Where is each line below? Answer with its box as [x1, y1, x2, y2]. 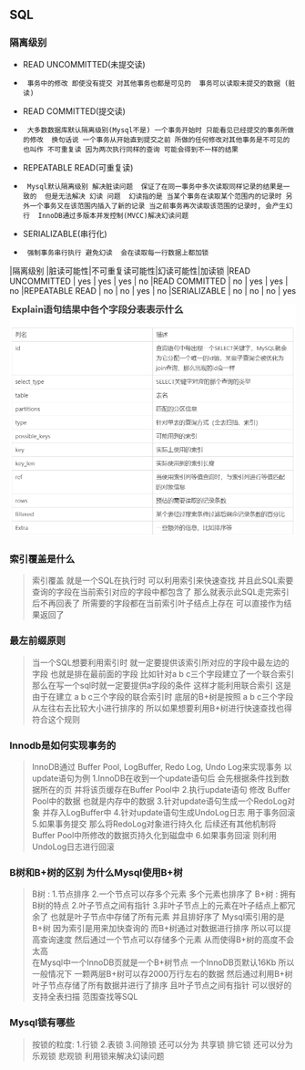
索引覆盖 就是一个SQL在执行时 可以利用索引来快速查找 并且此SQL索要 [31, 575, 294, 587]
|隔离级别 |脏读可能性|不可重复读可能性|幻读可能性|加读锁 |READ [9, 265, 250, 276]
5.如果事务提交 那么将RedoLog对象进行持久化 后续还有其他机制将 [31, 818, 277, 829]
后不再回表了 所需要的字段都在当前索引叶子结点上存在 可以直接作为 [31, 597, 284, 609]
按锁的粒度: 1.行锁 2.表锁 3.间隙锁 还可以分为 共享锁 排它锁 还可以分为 [31, 1039, 294, 1050]
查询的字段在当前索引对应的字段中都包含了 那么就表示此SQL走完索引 [31, 587, 290, 597]
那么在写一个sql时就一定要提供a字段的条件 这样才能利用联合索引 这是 [31, 680, 291, 691]
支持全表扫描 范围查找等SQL [31, 992, 138, 1002]
